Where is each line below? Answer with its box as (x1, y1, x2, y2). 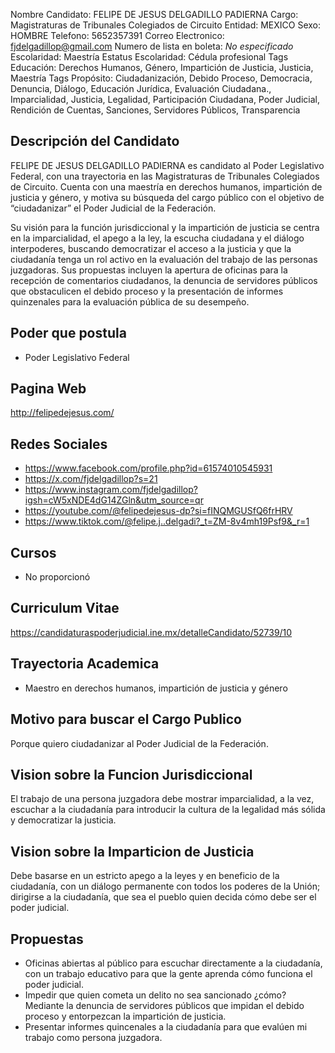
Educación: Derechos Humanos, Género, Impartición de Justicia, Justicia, (10, 62, 314, 73)
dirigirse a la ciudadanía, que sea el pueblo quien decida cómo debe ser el (10, 891, 317, 903)
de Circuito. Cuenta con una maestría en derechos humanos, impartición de (10, 180, 323, 193)
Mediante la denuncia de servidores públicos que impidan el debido (24, 999, 305, 1011)
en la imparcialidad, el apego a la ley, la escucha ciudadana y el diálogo (10, 232, 305, 244)
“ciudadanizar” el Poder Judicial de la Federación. (10, 202, 217, 214)
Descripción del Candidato (10, 133, 180, 150)
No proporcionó (24, 571, 91, 583)
